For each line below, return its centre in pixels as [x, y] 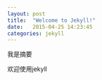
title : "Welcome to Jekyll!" [52, 20]
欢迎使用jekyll [27, 69]
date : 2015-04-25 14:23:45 [50, 27]
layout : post [26, 14]
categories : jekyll [36, 33]
